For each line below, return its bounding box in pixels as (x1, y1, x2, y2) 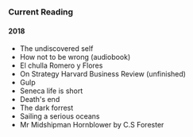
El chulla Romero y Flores (19, 61, 103, 70)
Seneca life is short (19, 86, 83, 96)
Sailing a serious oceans (19, 112, 100, 121)
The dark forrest (19, 103, 74, 113)
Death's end (19, 95, 60, 104)
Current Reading (8, 6, 74, 18)
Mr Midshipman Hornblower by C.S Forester (19, 120, 164, 130)
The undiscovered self (19, 44, 94, 53)
